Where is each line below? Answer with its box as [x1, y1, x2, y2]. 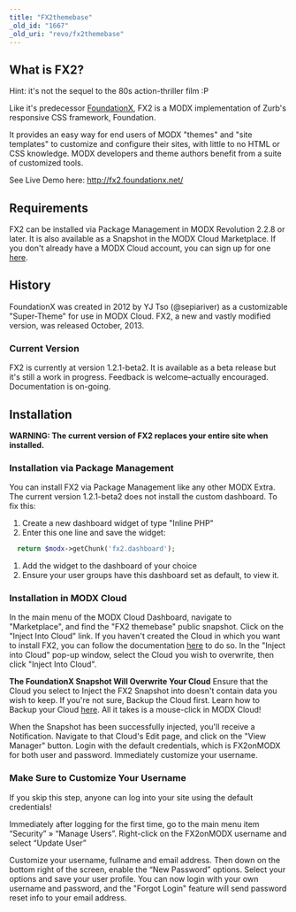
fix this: [9, 501, 36, 512]
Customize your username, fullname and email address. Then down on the [9, 854, 281, 865]
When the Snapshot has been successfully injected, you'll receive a [9, 722, 255, 732]
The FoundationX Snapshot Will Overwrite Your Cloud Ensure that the [9, 676, 269, 687]
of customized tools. [9, 158, 84, 168]
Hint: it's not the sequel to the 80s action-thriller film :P [9, 86, 209, 97]
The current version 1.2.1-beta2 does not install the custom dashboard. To [9, 491, 278, 502]
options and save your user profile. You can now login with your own [9, 873, 259, 884]
